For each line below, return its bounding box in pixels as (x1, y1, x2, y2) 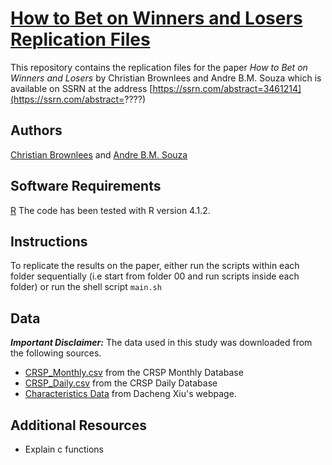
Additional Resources (10, 417, 147, 434)
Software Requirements (10, 178, 162, 195)
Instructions (10, 233, 88, 250)
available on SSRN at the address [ (10, 82, 153, 94)
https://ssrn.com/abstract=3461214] (152, 82, 302, 94)
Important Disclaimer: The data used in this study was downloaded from (10, 337, 313, 349)
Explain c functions (24, 443, 104, 455)
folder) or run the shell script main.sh (10, 281, 162, 293)
